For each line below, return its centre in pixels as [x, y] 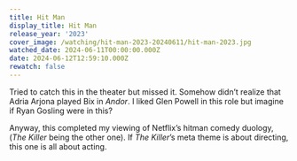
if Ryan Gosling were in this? [61, 111]
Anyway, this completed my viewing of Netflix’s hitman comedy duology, [141, 127]
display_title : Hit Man [53, 26]
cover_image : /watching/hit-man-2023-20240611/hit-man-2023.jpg [130, 42]
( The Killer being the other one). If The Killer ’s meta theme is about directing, [149, 137]
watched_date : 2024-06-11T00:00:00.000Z [85, 50]
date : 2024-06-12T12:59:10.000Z [69, 58]
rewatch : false [37, 67]
